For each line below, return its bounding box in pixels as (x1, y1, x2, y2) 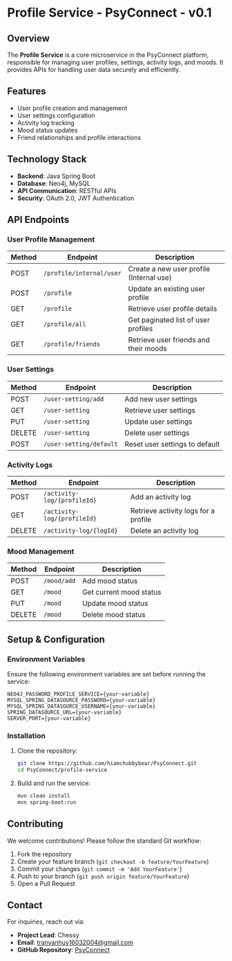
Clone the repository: (17, 746, 78, 755)
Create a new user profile (128, 264, 211, 274)
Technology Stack (7, 154, 87, 165)
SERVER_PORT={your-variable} (7, 715, 91, 721)
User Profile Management (7, 234, 95, 244)
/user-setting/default (43, 440, 119, 448)
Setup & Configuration (7, 634, 106, 645)
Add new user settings (124, 394, 198, 404)
